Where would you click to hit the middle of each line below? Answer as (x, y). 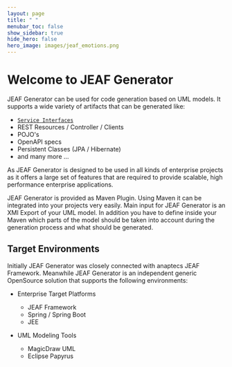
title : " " (23, 20)
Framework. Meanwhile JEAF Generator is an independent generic (102, 273)
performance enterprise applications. (60, 185)
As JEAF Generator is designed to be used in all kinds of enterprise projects (115, 169)
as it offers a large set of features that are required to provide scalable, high (115, 177)
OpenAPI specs (39, 142)
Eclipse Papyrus (51, 356)
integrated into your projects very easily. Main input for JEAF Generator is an (116, 205)
